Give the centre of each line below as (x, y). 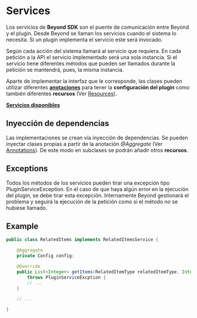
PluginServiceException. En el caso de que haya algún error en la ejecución (97, 189)
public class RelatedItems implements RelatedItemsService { (82, 240)
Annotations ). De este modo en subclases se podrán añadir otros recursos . (97, 150)
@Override (29, 266)
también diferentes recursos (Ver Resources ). (62, 93)
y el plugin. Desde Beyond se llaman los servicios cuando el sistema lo (91, 33)
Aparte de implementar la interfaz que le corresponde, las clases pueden (94, 81)
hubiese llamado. (27, 207)
